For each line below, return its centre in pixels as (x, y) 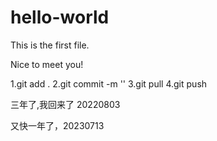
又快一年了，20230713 (57, 125)
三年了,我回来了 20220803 (65, 104)
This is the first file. (50, 45)
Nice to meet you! (47, 64)
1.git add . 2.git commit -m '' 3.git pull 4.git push (109, 83)
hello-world (60, 17)
